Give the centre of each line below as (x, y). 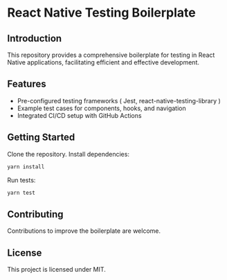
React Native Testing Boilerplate (101, 13)
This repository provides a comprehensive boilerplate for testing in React (111, 55)
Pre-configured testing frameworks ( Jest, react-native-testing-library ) (119, 100)
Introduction (35, 38)
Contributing (35, 214)
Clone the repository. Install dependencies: (69, 154)
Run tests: (21, 180)
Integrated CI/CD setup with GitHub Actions (79, 115)
